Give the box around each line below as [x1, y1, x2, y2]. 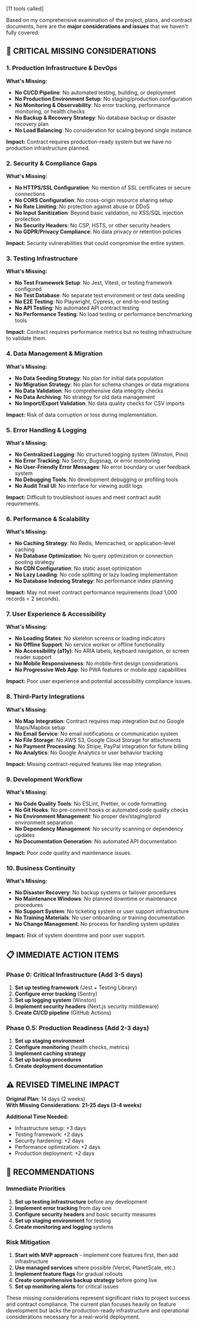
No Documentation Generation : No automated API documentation [14, 838, 177, 845]
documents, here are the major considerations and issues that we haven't [6, 23, 188, 30]
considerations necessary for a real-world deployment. [6, 1314, 140, 1321]
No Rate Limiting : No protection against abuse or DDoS [14, 202, 150, 210]
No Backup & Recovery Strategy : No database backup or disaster [14, 114, 176, 121]
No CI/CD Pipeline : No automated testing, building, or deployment [14, 89, 176, 96]
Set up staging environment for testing [14, 1216, 111, 1224]
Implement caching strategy [14, 1050, 86, 1057]
